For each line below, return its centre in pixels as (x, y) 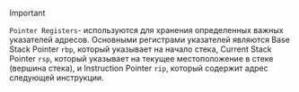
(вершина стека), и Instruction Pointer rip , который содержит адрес (139, 68)
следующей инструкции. (57, 78)
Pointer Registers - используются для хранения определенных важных (147, 30)
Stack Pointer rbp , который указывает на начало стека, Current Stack (141, 49)
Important (27, 13)
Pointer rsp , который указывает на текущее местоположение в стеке (141, 59)
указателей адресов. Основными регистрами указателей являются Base (149, 40)
